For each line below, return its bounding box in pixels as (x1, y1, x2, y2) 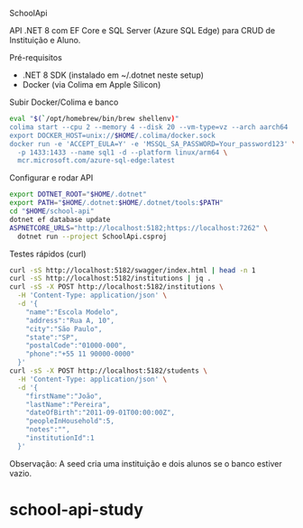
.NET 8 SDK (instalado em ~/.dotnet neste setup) (22, 69, 205, 80)
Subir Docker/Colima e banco (9, 97, 119, 107)
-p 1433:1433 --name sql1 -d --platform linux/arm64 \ (17, 148, 228, 157)
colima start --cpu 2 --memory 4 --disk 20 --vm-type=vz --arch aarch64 (9, 122, 289, 132)
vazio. (9, 468, 32, 478)
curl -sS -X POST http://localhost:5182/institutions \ (9, 283, 224, 292)
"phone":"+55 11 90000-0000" (25, 349, 135, 359)
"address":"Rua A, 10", (25, 316, 115, 325)
